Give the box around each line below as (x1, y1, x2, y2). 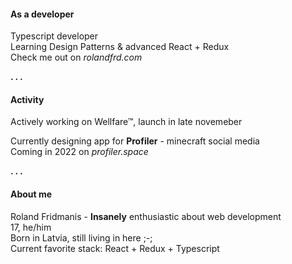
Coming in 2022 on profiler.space (10, 146, 149, 158)
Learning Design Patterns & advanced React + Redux (10, 41, 230, 53)
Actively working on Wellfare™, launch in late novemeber (10, 116, 243, 128)
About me (10, 188, 53, 200)
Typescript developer (10, 30, 99, 42)
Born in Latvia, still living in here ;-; (10, 231, 153, 244)
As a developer (10, 8, 75, 20)
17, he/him (10, 221, 52, 233)
